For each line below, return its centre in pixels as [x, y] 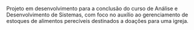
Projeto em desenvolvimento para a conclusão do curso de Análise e [92, 9]
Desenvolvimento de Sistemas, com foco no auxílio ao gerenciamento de [97, 15]
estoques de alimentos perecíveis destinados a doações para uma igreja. [98, 21]
